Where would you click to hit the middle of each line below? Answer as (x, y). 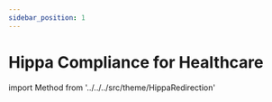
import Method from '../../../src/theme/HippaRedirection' (112, 88)
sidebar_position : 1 (47, 18)
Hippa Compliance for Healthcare (136, 62)
